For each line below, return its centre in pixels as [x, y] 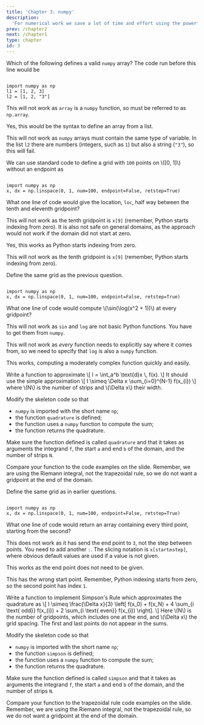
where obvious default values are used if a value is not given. [83, 555]
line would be [23, 69]
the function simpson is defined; [54, 653]
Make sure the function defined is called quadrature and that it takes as [95, 442]
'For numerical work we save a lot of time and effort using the [96, 23]
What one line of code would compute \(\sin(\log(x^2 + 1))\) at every [91, 308]
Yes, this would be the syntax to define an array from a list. [80, 126]
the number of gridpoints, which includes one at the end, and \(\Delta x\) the [102, 617]
